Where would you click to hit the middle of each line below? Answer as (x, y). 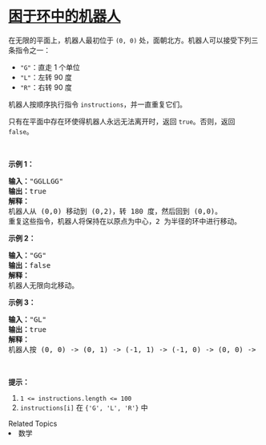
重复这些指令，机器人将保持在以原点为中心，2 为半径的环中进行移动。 (125, 221)
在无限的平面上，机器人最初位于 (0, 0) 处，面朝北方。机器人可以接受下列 (130, 40)
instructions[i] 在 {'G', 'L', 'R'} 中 (84, 407)
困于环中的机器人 (65, 16)
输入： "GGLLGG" (36, 181)
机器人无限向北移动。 (43, 285)
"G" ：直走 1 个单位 (50, 67)
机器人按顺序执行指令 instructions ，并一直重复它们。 (97, 104)
